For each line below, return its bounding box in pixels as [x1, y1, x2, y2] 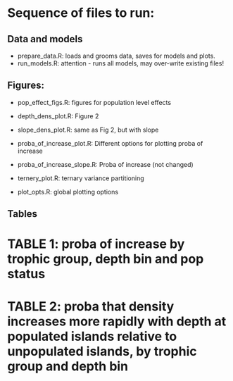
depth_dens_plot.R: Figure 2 [17, 111, 99, 120]
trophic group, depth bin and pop [7, 251, 204, 267]
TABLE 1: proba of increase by [7, 236, 185, 252]
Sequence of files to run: [7, 5, 155, 21]
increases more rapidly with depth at [7, 313, 227, 329]
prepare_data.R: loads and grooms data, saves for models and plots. [17, 51, 216, 60]
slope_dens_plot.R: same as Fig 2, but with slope [17, 125, 159, 134]
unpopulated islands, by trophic [7, 343, 197, 359]
